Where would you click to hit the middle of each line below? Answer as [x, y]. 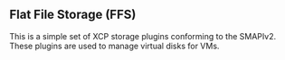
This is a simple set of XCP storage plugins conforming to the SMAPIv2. [143, 36]
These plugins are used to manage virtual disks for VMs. [114, 46]
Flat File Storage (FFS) [73, 15]
